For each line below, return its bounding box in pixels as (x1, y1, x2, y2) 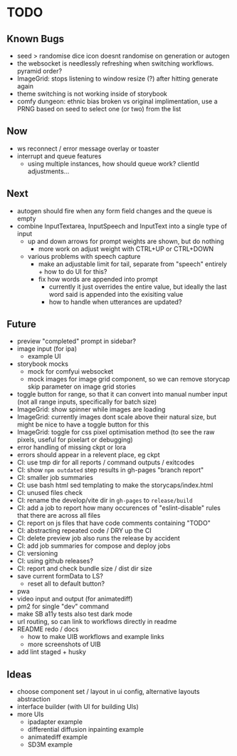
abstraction (16, 695, 51, 703)
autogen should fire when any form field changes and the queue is (16, 206, 213, 215)
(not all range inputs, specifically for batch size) (16, 397, 157, 407)
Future (6, 318, 37, 330)
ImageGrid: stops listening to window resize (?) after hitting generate (16, 74, 218, 83)
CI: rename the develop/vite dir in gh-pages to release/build (16, 496, 193, 505)
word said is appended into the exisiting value (48, 290, 184, 298)
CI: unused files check (16, 489, 83, 497)
